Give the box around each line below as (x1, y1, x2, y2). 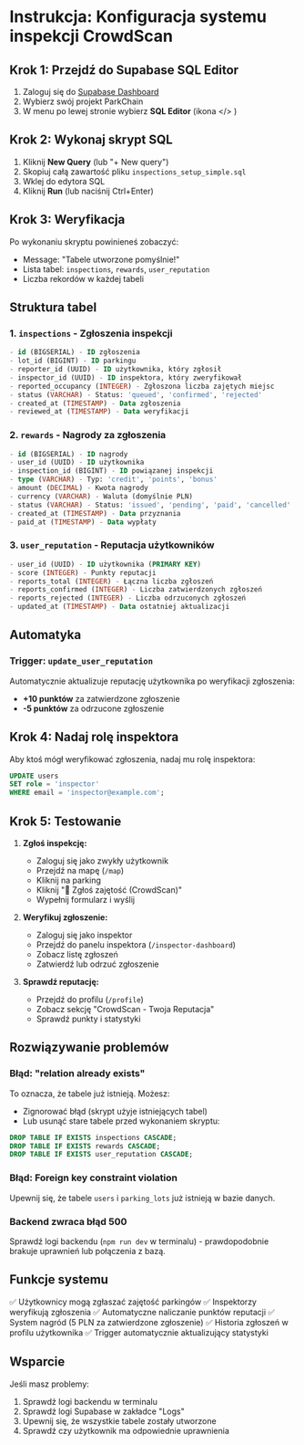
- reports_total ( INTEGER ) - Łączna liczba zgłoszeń (9, 577, 214, 586)
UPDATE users (9, 771, 59, 780)
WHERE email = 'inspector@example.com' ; (9, 788, 166, 798)
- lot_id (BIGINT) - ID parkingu (9, 356, 137, 366)
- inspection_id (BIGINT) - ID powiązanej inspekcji (9, 466, 214, 476)
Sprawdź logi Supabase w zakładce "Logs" (22, 1406, 185, 1417)
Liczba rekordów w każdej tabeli (22, 273, 144, 284)
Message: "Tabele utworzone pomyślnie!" (22, 254, 180, 265)
